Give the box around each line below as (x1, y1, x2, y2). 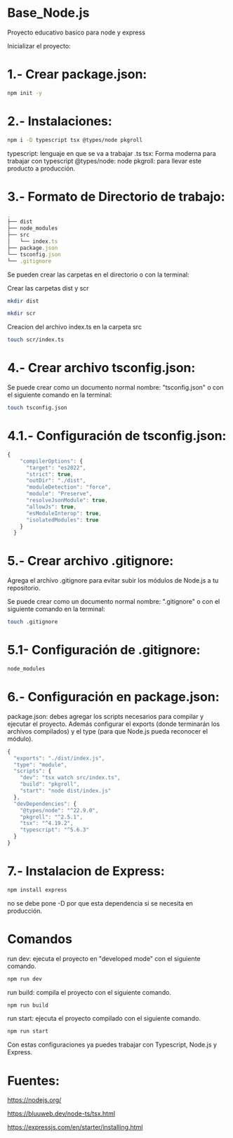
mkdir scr (7, 310, 36, 317)
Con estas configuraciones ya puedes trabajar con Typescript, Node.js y (7, 1040, 218, 1049)
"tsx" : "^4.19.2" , (20, 820, 74, 827)
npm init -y (7, 89, 42, 96)
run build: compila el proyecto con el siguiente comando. (7, 988, 172, 996)
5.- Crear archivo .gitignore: (7, 553, 174, 569)
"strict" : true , (25, 470, 74, 478)
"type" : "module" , (13, 761, 68, 768)
